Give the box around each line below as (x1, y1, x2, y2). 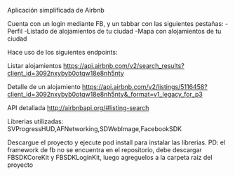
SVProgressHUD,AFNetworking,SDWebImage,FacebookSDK (7, 125, 182, 133)
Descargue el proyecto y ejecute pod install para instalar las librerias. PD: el (7, 138, 226, 147)
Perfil (7, 27, 23, 35)
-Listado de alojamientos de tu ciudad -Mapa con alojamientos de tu (24, 27, 222, 35)
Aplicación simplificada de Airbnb (7, 6, 105, 14)
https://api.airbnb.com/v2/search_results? (62, 62, 184, 69)
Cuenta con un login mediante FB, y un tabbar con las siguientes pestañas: (7, 20, 224, 27)
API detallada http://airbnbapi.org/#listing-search (7, 104, 149, 111)
